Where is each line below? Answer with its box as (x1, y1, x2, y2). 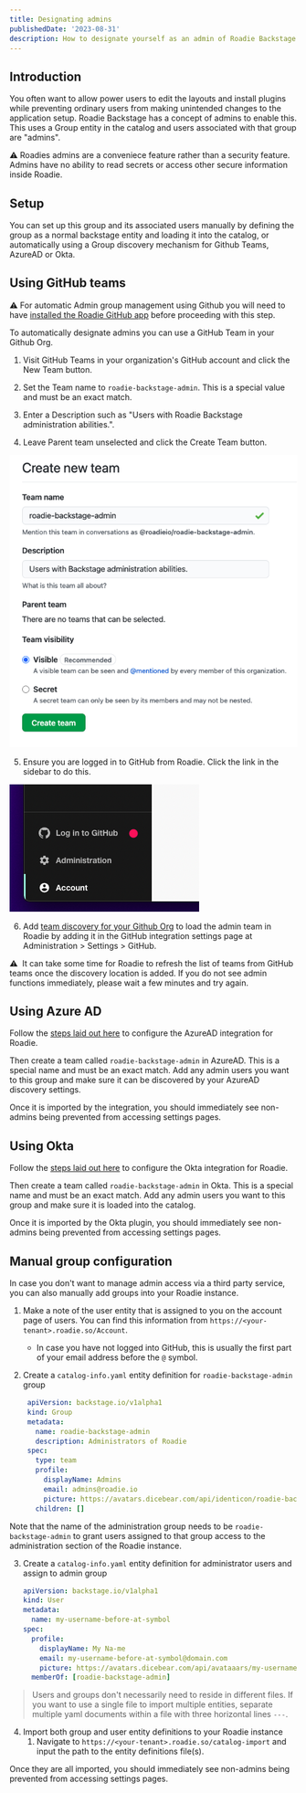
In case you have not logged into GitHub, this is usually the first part (36, 1343, 292, 1354)
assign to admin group (22, 1567, 108, 1578)
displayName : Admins (43, 1475, 121, 1484)
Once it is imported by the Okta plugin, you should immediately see (9, 1218, 262, 1229)
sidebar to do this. (22, 765, 91, 776)
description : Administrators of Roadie (35, 1437, 187, 1446)
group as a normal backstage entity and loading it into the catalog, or (9, 229, 269, 240)
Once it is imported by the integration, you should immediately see (9, 1102, 259, 1113)
